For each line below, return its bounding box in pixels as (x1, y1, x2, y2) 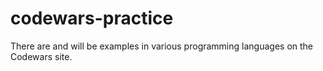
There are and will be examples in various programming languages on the (10, 40, 314, 52)
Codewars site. (10, 50, 73, 62)
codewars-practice (10, 7, 174, 30)
